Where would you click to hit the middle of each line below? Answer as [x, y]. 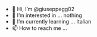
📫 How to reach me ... [39, 28]
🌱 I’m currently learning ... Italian [51, 21]
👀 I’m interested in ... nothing [47, 15]
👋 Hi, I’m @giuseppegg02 [43, 9]
